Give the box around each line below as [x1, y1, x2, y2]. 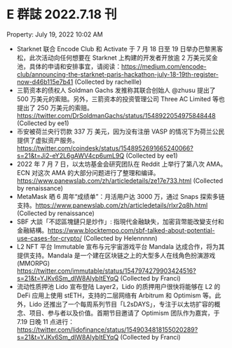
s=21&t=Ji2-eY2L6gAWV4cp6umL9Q [16, 151, 125, 160]
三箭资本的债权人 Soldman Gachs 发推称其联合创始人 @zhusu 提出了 [16, 86, 216, 94]
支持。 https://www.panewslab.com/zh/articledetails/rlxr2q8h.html [16, 201, 208, 210]
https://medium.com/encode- [121, 62, 207, 70]
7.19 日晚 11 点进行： [16, 317, 75, 326]
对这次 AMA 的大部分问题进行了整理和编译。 [31, 168, 160, 176]
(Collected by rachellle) [74, 77, 142, 86]
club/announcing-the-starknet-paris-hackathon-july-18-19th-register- [16, 70, 219, 78]
